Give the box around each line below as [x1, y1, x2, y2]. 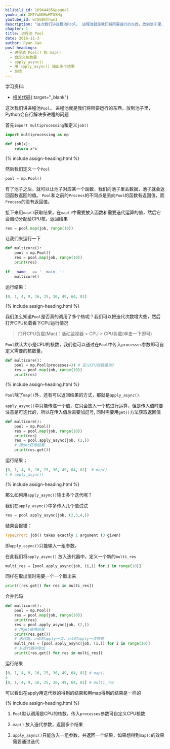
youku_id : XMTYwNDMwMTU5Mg [5, 12, 62, 17]
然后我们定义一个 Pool [5, 166, 50, 172]
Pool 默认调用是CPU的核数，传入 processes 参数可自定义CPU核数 [12, 710, 146, 717]
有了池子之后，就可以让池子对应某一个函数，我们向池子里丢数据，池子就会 [5, 186, 160, 192]
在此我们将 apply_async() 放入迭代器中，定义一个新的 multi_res [5, 553, 137, 559]
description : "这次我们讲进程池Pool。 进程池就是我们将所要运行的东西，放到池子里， [5, 21, 165, 27]
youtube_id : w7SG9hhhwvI [5, 17, 58, 22]
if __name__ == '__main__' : [5, 269, 65, 274]
